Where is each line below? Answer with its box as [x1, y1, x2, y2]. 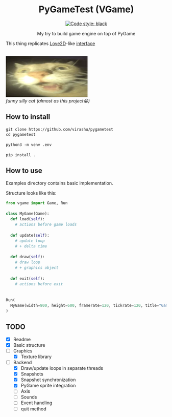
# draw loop [15, 260, 40, 265]
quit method [20, 406, 46, 412]
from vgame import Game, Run [6, 200, 68, 205]
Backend [13, 360, 32, 365]
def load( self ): [10, 217, 45, 222]
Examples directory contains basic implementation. [6, 180, 114, 186]
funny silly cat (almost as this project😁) [6, 97, 90, 103]
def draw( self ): [10, 255, 45, 260]
